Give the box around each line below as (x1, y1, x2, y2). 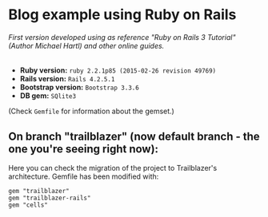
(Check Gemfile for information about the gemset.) (8, 106, 174, 116)
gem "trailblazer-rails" (8, 194, 91, 203)
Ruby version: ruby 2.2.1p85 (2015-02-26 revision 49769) (19, 65, 217, 75)
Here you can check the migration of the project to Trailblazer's (8, 164, 218, 173)
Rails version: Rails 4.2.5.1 (19, 74, 115, 84)
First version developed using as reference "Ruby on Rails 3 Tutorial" (8, 32, 236, 41)
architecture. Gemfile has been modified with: (8, 172, 159, 181)
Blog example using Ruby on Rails (8, 6, 237, 24)
